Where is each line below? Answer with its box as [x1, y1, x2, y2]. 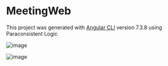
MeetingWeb [6, 4, 71, 18]
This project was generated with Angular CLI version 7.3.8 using [6, 24, 162, 31]
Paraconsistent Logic [6, 30, 58, 37]
